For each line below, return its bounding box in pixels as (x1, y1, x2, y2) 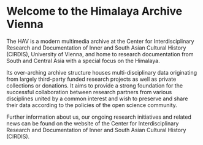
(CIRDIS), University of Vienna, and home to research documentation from (6, 50, 194, 58)
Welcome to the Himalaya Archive (6, 4, 183, 18)
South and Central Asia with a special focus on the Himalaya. (6, 57, 161, 64)
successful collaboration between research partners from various (6, 88, 172, 95)
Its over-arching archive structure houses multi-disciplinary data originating (6, 69, 197, 76)
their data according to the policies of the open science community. (6, 101, 178, 108)
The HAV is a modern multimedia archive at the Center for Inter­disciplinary (6, 37, 194, 45)
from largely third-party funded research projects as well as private (6, 75, 177, 83)
